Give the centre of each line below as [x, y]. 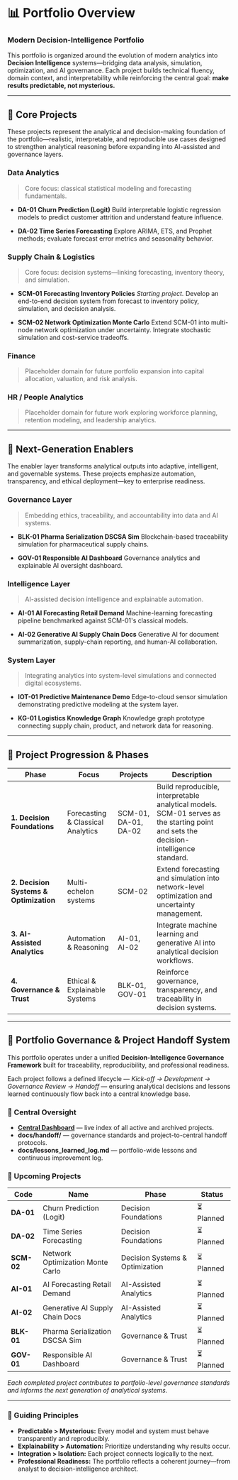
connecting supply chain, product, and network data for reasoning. [115, 726]
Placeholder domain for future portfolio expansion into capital [114, 371]
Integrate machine [187, 925]
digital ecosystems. [53, 683]
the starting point [185, 822]
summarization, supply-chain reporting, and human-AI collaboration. [117, 642]
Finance [22, 356]
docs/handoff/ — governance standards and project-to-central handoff [123, 1135]
